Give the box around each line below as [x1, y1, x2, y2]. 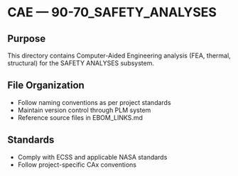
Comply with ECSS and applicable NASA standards [17, 153, 168, 161]
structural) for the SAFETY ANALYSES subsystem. [7, 59, 155, 67]
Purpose [7, 33, 46, 45]
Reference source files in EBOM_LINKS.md [17, 113, 144, 121]
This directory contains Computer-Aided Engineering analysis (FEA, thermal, [7, 51, 231, 60]
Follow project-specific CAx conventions [17, 160, 137, 169]
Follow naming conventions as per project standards [17, 98, 172, 106]
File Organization [7, 79, 85, 92]
